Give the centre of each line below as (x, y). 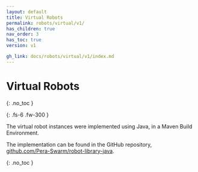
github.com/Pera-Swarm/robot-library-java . (60, 151)
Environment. (23, 133)
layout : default (26, 12)
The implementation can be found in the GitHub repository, (79, 144)
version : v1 (21, 46)
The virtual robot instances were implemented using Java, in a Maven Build (99, 126)
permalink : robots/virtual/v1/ (45, 23)
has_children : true (31, 29)
